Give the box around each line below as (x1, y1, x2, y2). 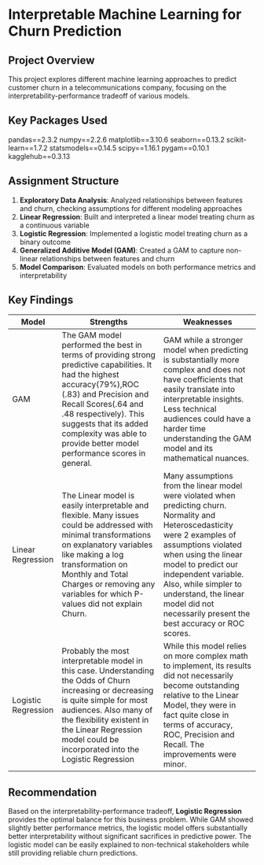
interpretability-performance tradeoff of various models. (8, 91, 190, 100)
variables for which (61, 589, 133, 600)
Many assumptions (163, 471, 233, 482)
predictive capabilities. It (61, 360, 152, 371)
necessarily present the (163, 608, 250, 619)
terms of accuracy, (163, 719, 233, 730)
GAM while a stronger (163, 335, 244, 346)
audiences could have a (163, 413, 251, 424)
